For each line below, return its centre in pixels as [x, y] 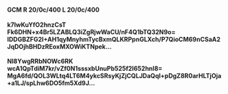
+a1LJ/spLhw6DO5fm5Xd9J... [51, 83]
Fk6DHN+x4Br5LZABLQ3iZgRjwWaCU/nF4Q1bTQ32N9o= [91, 32]
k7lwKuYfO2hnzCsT [37, 25]
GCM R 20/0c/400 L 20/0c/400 [53, 10]
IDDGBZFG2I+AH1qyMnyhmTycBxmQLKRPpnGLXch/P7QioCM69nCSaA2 [114, 39]
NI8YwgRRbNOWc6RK [40, 61]
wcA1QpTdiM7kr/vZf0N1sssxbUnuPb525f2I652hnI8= [85, 69]
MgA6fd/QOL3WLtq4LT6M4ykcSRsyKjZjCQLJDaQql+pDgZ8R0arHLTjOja [114, 76]
